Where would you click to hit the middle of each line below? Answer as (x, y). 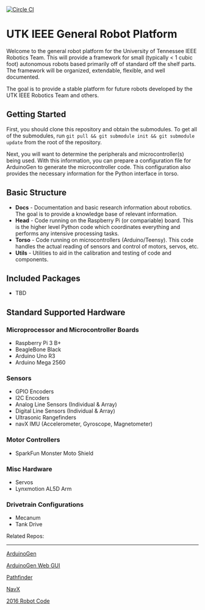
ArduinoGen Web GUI (33, 565)
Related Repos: (25, 536)
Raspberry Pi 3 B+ (38, 343)
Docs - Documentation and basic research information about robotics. (103, 207)
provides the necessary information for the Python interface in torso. (92, 173)
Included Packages (43, 278)
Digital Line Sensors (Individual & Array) (65, 411)
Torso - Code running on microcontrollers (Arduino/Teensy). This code (104, 240)
